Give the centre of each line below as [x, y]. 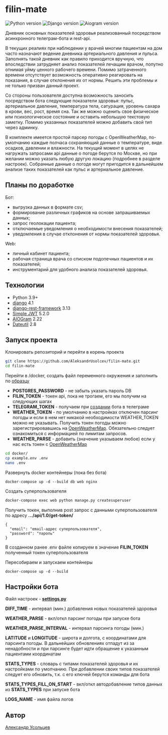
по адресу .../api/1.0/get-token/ [39, 515]
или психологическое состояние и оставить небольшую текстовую [77, 116]
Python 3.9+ [25, 297]
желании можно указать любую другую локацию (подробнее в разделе [83, 158]
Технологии [25, 285]
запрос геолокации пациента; [44, 223]
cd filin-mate [20, 366]
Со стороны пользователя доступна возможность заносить [69, 95]
